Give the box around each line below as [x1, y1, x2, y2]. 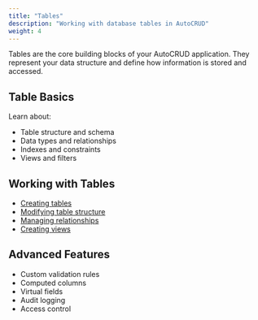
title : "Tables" [8, 11, 63, 20]
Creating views [20, 224, 72, 234]
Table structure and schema [20, 128, 115, 137]
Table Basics [8, 90, 75, 104]
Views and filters [20, 154, 77, 163]
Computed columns [20, 278, 87, 288]
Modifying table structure [20, 207, 106, 216]
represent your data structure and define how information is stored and [8, 58, 247, 67]
